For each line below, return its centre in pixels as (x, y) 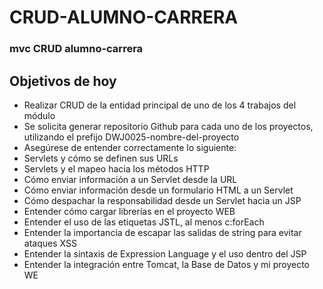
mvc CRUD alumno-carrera (76, 49)
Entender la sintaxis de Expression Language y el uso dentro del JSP (165, 253)
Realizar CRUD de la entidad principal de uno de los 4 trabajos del (160, 105)
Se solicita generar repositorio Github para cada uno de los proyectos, (168, 126)
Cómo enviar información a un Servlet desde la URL (130, 179)
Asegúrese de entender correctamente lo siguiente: (130, 147)
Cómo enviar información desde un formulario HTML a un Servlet (158, 190)
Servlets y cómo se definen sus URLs (101, 158)
